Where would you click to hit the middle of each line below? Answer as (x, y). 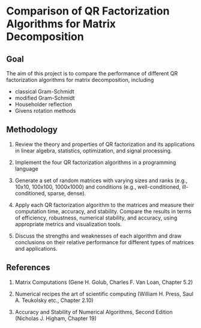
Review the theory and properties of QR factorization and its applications (105, 144)
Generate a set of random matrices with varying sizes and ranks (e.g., (101, 180)
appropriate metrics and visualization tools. (68, 224)
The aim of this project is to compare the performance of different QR (92, 73)
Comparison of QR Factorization (88, 11)
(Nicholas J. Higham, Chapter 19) (56, 318)
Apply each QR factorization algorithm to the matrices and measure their (104, 205)
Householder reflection (43, 104)
